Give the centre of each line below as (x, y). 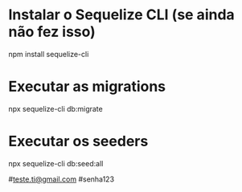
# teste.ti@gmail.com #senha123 (62, 179)
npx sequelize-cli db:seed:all (56, 163)
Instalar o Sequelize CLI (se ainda (121, 15)
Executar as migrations (87, 87)
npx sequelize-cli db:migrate (55, 108)
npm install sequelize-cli (49, 54)
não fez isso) (52, 32)
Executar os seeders (78, 141)
